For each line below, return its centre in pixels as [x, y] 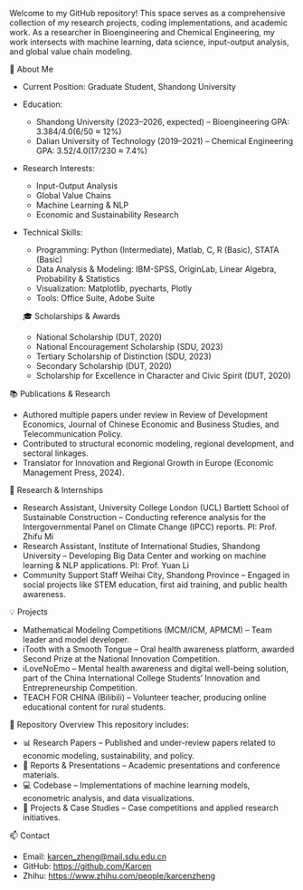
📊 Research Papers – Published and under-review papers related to [149, 743]
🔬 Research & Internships [57, 490]
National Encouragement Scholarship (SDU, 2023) [129, 347]
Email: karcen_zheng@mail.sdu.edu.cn [95, 856]
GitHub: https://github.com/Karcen [87, 866]
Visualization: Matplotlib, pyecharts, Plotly [114, 288]
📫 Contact [29, 836]
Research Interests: [58, 168]
